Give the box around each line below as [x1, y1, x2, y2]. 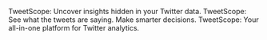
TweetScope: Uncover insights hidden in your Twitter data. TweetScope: [8, 7, 247, 16]
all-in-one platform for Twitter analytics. [8, 24, 140, 32]
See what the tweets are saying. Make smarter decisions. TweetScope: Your [8, 15, 259, 24]
